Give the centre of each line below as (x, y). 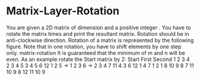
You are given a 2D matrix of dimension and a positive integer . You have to (99, 27)
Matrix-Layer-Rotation (63, 11)
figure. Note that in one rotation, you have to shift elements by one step (94, 47)
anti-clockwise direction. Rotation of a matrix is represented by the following (100, 40)
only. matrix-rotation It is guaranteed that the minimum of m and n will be (96, 53)
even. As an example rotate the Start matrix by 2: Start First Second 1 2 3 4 (98, 59)
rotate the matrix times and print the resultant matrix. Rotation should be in (98, 33)
